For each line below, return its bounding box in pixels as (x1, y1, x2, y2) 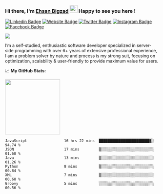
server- (136, 43, 152, 48)
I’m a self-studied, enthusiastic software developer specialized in (5, 43, 136, 48)
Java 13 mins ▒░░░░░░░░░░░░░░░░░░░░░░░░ (5, 155, 154, 161)
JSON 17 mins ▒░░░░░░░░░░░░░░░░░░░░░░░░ (5, 147, 154, 152)
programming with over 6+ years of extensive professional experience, (14, 48, 158, 54)
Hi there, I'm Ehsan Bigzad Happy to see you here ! (5, 7, 136, 14)
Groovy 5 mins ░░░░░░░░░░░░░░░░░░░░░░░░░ (5, 181, 154, 186)
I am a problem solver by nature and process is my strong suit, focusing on (5, 53, 155, 59)
